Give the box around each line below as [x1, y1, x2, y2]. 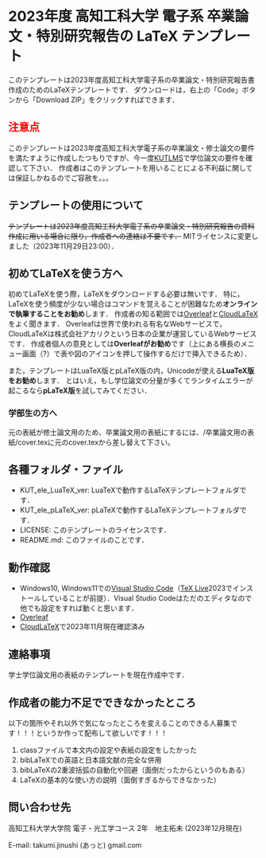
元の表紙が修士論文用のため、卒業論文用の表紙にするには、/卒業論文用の [8, 427, 248, 437]
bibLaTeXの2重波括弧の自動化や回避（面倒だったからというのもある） [19, 765, 249, 774]
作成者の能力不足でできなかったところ [8, 695, 196, 709]
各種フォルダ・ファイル [8, 463, 123, 476]
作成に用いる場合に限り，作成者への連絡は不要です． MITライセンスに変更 [8, 231, 252, 241]
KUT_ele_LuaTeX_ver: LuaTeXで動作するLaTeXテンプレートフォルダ [19, 485, 240, 495]
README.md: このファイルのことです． [19, 535, 148, 545]
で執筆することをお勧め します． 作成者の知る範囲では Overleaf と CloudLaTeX [8, 309, 259, 319]
